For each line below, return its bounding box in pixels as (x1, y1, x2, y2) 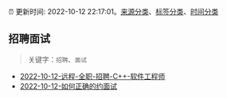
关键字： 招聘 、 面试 (27, 55, 88, 64)
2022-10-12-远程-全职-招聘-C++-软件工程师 (19, 71, 166, 81)
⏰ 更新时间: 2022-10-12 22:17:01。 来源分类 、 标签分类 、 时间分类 (8, 7, 219, 16)
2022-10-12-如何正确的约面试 (19, 81, 118, 91)
